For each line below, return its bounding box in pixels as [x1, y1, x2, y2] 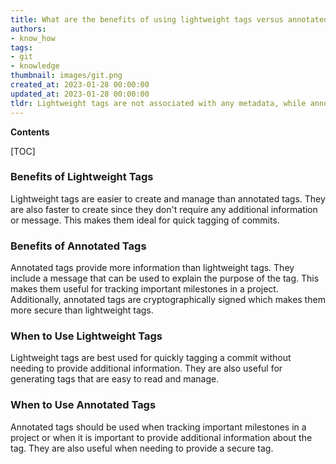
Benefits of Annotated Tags [10, 239, 147, 253]
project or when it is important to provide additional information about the [10, 431, 313, 443]
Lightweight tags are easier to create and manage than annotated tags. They [10, 192, 326, 205]
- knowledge [10, 61, 60, 71]
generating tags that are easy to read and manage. [10, 373, 220, 385]
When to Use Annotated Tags [10, 398, 157, 412]
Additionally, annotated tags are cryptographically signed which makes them [10, 294, 326, 306]
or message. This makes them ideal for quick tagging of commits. [10, 214, 280, 226]
